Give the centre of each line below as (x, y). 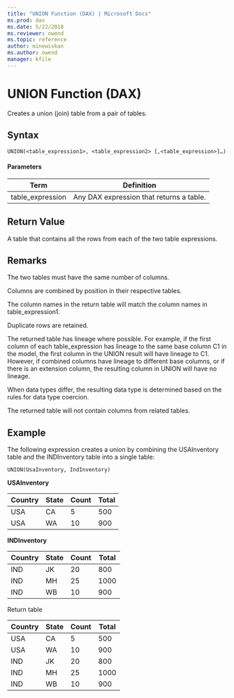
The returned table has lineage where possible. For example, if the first (109, 339)
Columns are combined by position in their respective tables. (95, 291)
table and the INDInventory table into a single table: (81, 457)
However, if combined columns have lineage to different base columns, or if (116, 362)
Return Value (36, 222)
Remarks (27, 261)
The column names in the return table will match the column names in (108, 304)
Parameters (24, 167)
